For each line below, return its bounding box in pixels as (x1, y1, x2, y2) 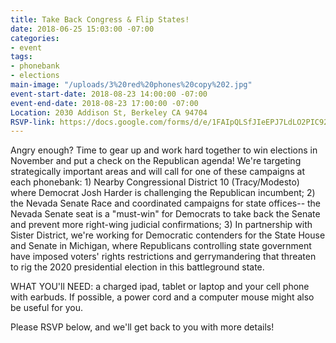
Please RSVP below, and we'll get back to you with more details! (10, 321, 275, 333)
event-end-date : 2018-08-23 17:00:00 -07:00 (10, 98, 199, 108)
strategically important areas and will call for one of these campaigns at (10, 166, 306, 178)
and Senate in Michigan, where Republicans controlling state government (10, 240, 312, 252)
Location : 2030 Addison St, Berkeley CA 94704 (10, 107, 208, 118)
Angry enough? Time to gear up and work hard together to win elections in (10, 144, 318, 156)
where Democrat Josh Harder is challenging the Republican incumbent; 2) (10, 187, 316, 199)
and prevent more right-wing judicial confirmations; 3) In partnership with (10, 219, 313, 231)
